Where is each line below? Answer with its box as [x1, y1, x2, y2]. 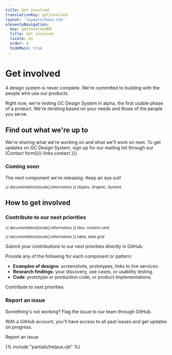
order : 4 [10, 41, 29, 46]
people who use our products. [5, 90, 69, 96]
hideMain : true [10, 46, 43, 51]
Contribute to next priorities [5, 284, 64, 290]
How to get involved [5, 198, 71, 207]
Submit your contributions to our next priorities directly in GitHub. [5, 243, 144, 249]
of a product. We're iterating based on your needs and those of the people [5, 106, 163, 112]
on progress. [5, 324, 32, 330]
